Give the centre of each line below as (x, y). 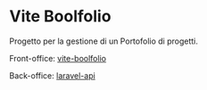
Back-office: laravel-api (52, 75)
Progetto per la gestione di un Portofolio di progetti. (103, 41)
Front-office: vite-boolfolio (58, 58)
